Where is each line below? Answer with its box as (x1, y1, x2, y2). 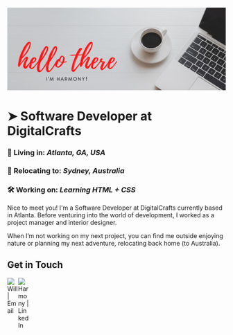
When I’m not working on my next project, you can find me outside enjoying (7, 231, 223, 239)
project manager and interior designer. (7, 218, 117, 226)
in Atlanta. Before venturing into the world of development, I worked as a (7, 210, 215, 219)
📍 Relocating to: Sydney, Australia (7, 166, 125, 176)
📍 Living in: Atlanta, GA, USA (7, 147, 106, 157)
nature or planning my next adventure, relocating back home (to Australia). (7, 239, 221, 247)
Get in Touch (7, 259, 64, 271)
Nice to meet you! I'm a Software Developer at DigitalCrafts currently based (7, 203, 223, 212)
